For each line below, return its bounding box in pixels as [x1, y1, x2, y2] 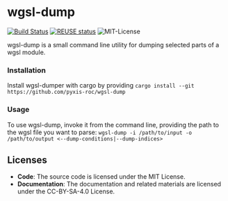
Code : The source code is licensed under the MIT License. [17, 172, 186, 181]
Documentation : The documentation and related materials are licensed [17, 180, 221, 188]
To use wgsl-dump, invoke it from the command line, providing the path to [7, 120, 219, 129]
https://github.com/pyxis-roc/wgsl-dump [7, 88, 127, 96]
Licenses [7, 154, 47, 166]
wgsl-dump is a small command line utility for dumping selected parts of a [7, 40, 220, 49]
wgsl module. [7, 48, 46, 56]
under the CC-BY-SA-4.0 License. [17, 187, 115, 195]
